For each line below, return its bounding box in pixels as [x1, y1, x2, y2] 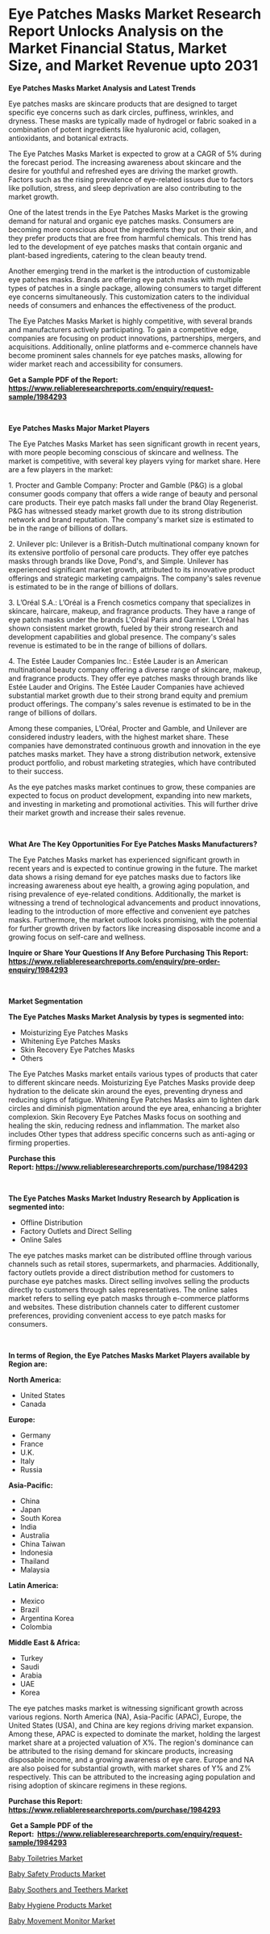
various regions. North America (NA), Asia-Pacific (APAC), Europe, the [8, 1712, 242, 1721]
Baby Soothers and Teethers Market [8, 1885, 129, 1894]
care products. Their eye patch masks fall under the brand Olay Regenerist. [8, 497, 259, 507]
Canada [19, 1399, 47, 1408]
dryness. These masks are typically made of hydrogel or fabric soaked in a [8, 116, 257, 125]
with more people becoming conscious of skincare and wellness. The [8, 447, 239, 457]
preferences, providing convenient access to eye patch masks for [8, 1311, 226, 1320]
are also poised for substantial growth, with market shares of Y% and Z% [8, 1763, 251, 1773]
